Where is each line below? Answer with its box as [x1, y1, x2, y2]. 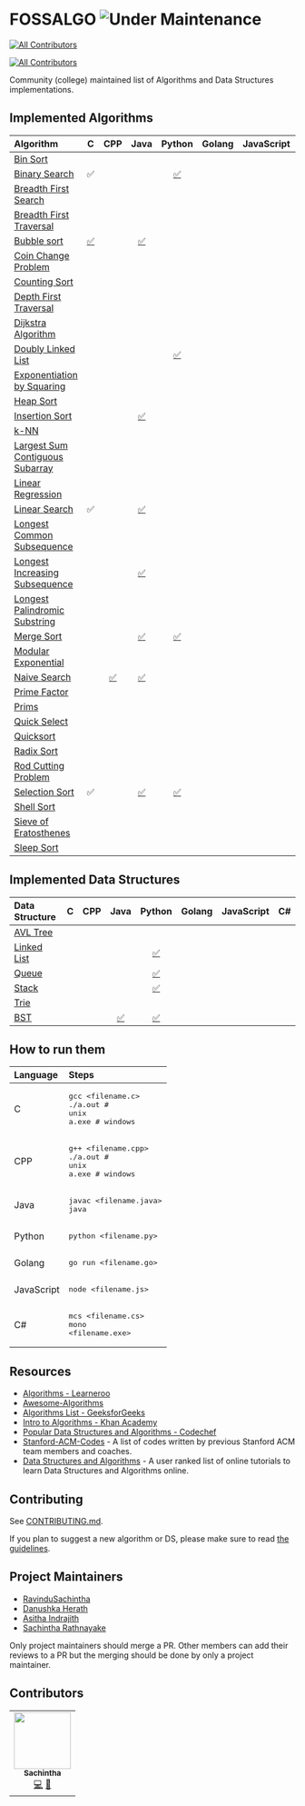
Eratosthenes [14, 826, 71, 839]
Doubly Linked [14, 342, 75, 354]
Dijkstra [14, 316, 47, 329]
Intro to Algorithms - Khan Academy [22, 1417, 158, 1428]
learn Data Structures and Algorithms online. [22, 1465, 189, 1476]
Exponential [14, 655, 64, 668]
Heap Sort [14, 394, 57, 407]
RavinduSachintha [22, 1593, 91, 1604]
